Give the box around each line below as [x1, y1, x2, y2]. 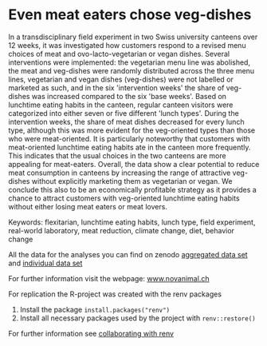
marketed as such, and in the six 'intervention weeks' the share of [8, 82, 225, 93]
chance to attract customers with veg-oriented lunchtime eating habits [8, 193, 241, 203]
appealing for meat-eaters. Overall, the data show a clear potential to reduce [8, 159, 260, 169]
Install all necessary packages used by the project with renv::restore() [19, 313, 257, 323]
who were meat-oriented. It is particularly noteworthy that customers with [8, 133, 251, 143]
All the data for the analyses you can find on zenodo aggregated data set [8, 249, 249, 259]
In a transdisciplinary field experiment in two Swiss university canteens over [8, 32, 258, 42]
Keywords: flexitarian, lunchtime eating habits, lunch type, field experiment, [8, 217, 256, 227]
